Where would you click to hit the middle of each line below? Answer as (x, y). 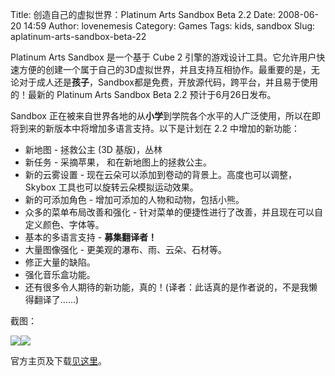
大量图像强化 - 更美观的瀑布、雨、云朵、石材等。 (126, 249)
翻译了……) (56, 299)
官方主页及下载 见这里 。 (58, 361)
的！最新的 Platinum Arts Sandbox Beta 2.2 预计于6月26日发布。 (143, 94)
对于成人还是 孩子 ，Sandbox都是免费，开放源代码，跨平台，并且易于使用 (168, 82)
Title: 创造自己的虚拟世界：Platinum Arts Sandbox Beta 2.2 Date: (143, 14)
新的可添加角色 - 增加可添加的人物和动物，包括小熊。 (134, 199)
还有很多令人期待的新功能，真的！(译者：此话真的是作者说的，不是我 (166, 287)
